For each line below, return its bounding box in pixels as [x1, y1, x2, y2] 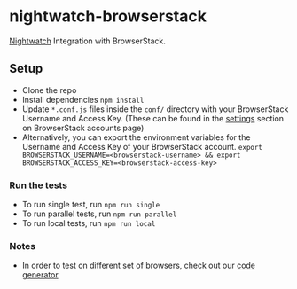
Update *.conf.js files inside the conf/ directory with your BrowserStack [21, 104, 289, 114]
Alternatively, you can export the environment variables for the [21, 131, 251, 143]
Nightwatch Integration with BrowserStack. [9, 35, 166, 46]
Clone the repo [21, 84, 77, 95]
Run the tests [9, 179, 68, 191]
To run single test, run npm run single [21, 199, 160, 210]
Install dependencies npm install [21, 94, 145, 105]
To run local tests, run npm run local [21, 218, 156, 229]
